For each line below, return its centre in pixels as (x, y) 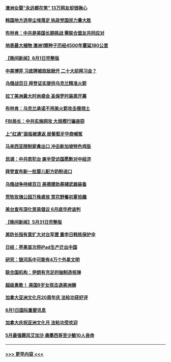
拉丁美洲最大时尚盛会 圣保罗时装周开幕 (46, 96)
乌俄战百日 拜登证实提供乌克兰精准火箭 (46, 83)
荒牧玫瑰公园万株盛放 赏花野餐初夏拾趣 (46, 197)
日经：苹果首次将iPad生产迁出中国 (41, 247)
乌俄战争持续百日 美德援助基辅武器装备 (46, 184)
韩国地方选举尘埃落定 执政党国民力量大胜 (48, 20)
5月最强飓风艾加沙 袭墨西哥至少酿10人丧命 (50, 336)
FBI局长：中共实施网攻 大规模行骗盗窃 (45, 121)
